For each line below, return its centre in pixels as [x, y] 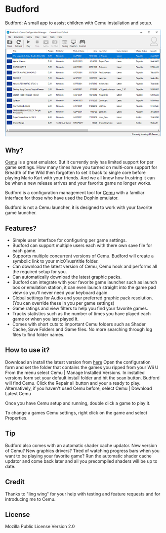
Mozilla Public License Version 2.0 [40, 527]
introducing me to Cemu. [30, 499]
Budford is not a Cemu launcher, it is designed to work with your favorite [79, 207]
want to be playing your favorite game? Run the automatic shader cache [78, 456]
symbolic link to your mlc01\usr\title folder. [55, 261]
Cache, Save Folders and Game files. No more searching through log [82, 329]
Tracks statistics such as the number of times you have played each [81, 314]
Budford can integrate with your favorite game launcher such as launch [84, 282]
